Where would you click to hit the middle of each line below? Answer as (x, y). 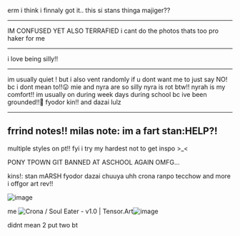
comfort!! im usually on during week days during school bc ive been (107, 94)
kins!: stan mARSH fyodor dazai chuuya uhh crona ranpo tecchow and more (119, 176)
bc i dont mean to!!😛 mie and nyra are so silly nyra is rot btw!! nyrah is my (116, 87)
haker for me (26, 38)
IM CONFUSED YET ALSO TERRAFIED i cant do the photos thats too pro (113, 31)
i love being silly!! (33, 59)
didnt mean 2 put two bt (43, 225)
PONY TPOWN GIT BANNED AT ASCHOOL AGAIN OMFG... (94, 162)
